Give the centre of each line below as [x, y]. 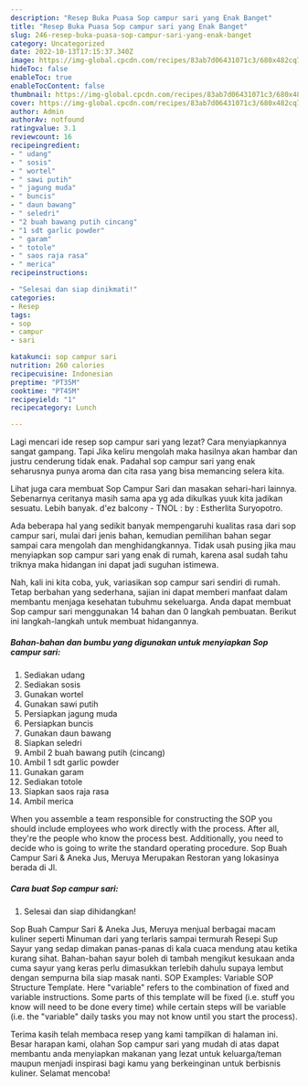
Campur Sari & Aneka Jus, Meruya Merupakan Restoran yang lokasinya [145, 858]
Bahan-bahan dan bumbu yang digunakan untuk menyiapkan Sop [139, 642]
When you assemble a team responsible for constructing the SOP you [142, 819]
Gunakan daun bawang [68, 733]
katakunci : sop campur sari [64, 357]
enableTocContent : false [58, 86]
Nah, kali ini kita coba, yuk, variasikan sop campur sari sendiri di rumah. [146, 582]
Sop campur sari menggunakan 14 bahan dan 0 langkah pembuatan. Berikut [154, 612]
